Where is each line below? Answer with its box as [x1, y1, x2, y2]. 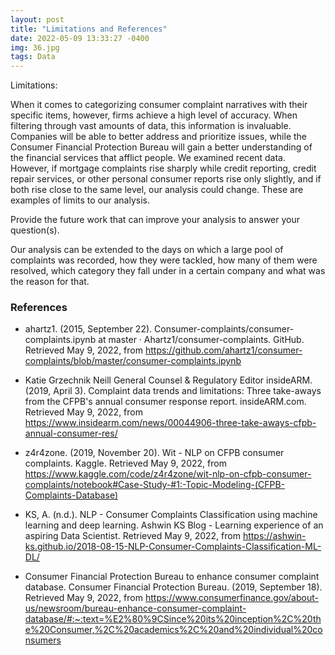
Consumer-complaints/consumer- [154, 323, 295, 335]
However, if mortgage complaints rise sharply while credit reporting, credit [10, 162, 317, 175]
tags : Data [10, 52, 56, 62]
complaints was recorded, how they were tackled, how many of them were [10, 254, 318, 266]
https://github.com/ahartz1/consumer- [144, 344, 303, 356]
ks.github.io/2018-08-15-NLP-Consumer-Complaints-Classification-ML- [24, 541, 322, 553]
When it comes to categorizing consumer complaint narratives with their [10, 99, 308, 111]
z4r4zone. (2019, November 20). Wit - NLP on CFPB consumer [24, 447, 285, 459]
